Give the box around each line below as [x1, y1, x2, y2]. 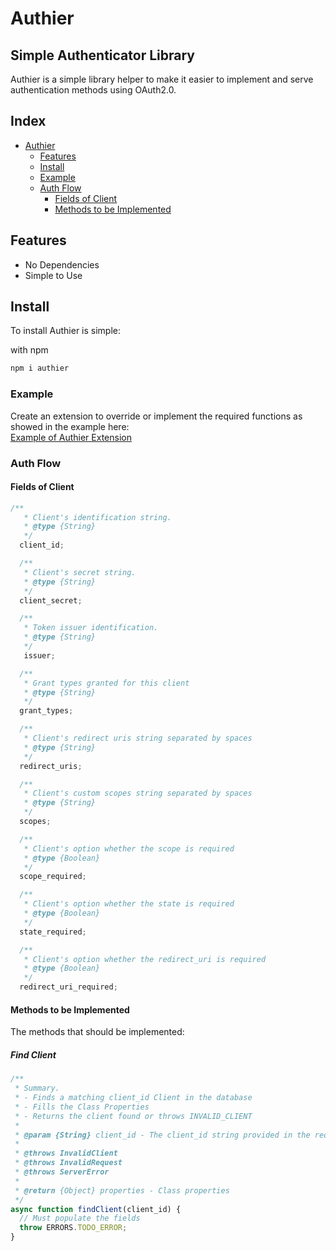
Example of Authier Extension [10, 431, 132, 443]
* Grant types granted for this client [23, 678, 190, 688]
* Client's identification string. [23, 512, 172, 522]
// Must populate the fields [19, 1213, 141, 1224]
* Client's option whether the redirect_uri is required [23, 954, 267, 964]
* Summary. [14, 1083, 60, 1094]
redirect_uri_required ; [19, 982, 118, 992]
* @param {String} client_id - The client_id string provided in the [14, 1130, 311, 1140]
